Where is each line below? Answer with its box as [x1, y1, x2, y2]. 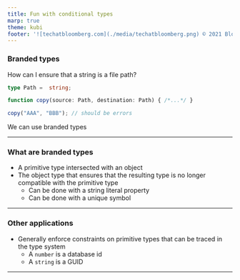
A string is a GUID [28, 257, 84, 266]
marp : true [7, 17, 40, 24]
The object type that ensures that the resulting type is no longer [17, 171, 206, 179]
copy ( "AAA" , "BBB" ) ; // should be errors [7, 110, 133, 117]
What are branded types [7, 147, 94, 157]
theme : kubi [7, 24, 43, 31]
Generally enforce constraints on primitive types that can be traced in [17, 234, 223, 243]
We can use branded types [7, 123, 87, 131]
